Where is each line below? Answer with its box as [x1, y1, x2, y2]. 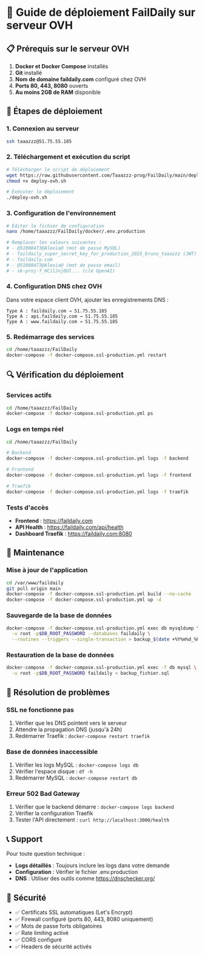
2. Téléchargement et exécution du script [6, 152, 131, 161]
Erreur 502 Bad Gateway [6, 789, 80, 798]
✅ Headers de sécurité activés [15, 943, 92, 950]
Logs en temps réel [6, 425, 64, 433]
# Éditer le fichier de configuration [6, 222, 104, 229]
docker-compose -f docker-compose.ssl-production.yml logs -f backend [6, 455, 189, 462]
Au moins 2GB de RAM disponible [15, 88, 101, 96]
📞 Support [6, 834, 43, 844]
